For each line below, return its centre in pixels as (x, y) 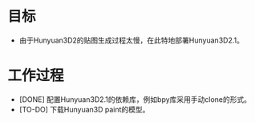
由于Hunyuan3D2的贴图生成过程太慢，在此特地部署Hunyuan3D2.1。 (131, 40)
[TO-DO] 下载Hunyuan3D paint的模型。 (84, 109)
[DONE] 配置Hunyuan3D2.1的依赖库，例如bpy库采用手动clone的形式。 (135, 99)
